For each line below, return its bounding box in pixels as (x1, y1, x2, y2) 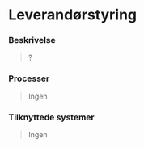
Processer (8, 73, 50, 84)
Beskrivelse (8, 35, 56, 46)
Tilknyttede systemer (8, 111, 95, 123)
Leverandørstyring (8, 6, 138, 24)
